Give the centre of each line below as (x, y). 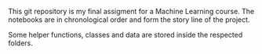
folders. (20, 43)
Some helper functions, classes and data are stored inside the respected (126, 35)
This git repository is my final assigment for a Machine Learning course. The (131, 11)
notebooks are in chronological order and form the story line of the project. (129, 20)
